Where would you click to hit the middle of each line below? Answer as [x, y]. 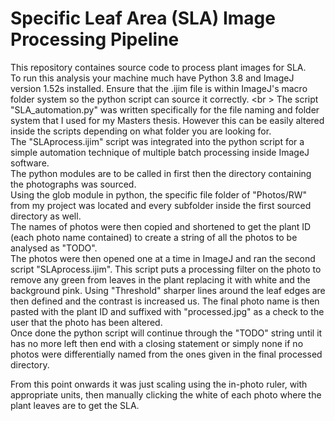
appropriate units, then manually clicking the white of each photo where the [166, 394]
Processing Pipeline [95, 39]
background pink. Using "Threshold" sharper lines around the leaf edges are [168, 290]
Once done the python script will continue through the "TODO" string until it [166, 333]
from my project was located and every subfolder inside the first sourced [161, 205]
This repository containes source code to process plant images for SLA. [158, 67]
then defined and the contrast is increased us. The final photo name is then [165, 301]
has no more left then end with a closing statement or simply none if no [157, 343]
